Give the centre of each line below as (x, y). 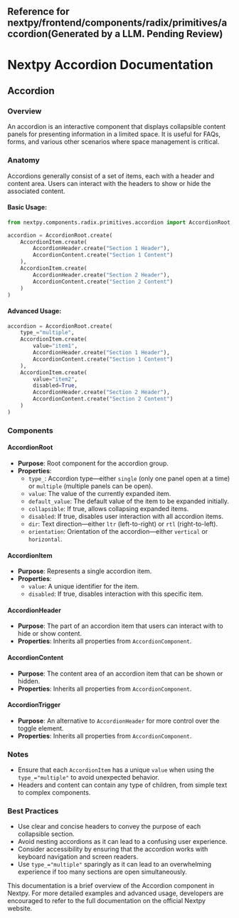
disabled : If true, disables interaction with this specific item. (116, 594)
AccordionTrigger (34, 705)
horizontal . (45, 539)
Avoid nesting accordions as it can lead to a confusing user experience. (122, 842)
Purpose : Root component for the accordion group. (93, 463)
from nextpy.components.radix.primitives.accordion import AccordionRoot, (121, 222)
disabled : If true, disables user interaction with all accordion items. (126, 516)
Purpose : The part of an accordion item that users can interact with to (120, 626)
